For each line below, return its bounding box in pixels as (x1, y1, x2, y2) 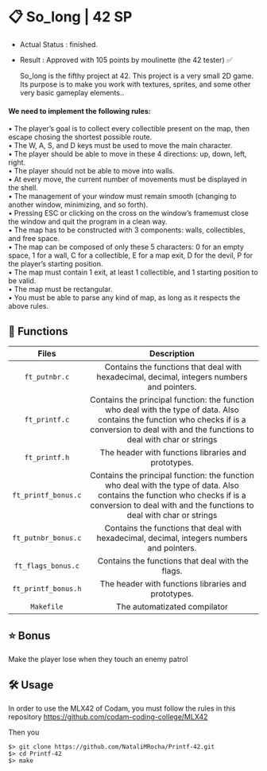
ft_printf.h (24, 453, 70, 461)
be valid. (8, 276, 37, 286)
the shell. (8, 183, 38, 193)
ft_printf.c (24, 415, 70, 424)
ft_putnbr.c (24, 372, 70, 381)
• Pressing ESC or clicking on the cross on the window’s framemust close (8, 208, 249, 218)
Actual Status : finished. (19, 39, 98, 49)
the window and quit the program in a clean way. (8, 217, 168, 227)
